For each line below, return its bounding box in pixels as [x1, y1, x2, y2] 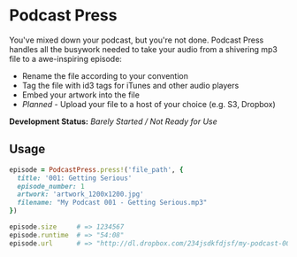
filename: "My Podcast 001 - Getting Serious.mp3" [17, 199, 208, 207]
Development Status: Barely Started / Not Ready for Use [9, 116, 218, 127]
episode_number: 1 [17, 182, 86, 191]
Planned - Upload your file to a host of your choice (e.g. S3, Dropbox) [21, 98, 276, 109]
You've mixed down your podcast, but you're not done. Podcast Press [9, 35, 264, 45]
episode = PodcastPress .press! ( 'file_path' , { [9, 165, 184, 174]
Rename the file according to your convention [21, 70, 188, 81]
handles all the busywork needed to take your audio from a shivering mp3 [9, 43, 278, 54]
